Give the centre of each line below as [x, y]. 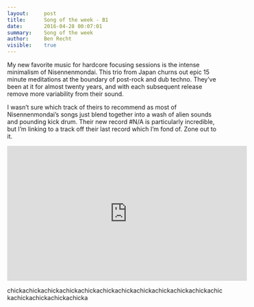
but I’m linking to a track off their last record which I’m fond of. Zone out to [112, 129]
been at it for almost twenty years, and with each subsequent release [105, 87]
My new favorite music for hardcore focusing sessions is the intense [103, 65]
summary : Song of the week [50, 33]
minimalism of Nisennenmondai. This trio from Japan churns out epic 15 [109, 72]
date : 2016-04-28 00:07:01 [55, 26]
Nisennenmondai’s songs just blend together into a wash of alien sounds [110, 114]
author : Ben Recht [39, 39]
